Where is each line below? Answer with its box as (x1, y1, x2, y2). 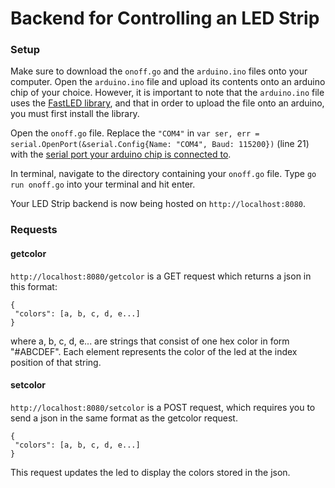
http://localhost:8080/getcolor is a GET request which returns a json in (10, 270, 312, 282)
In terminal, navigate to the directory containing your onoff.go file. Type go (10, 168, 317, 180)
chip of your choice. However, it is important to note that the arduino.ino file (10, 87, 325, 99)
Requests (10, 223, 58, 237)
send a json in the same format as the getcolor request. (10, 412, 238, 424)
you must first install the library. (10, 108, 140, 120)
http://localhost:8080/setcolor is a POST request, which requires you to (10, 401, 316, 413)
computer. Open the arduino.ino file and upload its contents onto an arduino (10, 76, 326, 88)
